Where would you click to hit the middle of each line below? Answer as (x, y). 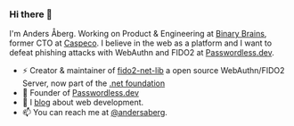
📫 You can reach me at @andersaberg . (94, 113)
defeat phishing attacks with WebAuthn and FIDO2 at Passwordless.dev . (142, 53)
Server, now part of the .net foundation (94, 83)
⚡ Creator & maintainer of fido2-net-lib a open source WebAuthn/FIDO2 (153, 71)
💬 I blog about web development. (83, 103)
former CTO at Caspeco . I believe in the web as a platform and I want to (141, 43)
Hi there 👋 (31, 14)
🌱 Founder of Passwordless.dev (81, 93)
